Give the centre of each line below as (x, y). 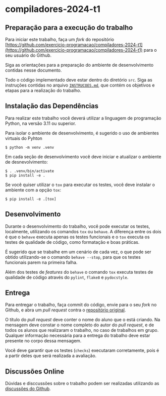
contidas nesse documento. (33, 70)
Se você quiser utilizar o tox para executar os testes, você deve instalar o (80, 185)
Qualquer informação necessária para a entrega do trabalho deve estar (78, 336)
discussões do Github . (28, 389)
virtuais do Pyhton (24, 138)
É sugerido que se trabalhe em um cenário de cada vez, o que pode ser (78, 252)
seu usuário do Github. (28, 55)
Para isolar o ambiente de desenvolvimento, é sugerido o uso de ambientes (82, 133)
